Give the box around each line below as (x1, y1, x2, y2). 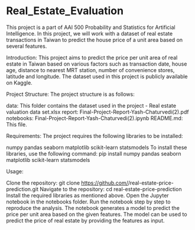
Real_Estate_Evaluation (6, 4, 124, 18)
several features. (6, 43, 47, 50)
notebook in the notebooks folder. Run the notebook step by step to (6, 198, 171, 205)
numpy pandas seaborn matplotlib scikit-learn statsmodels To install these (6, 144, 187, 151)
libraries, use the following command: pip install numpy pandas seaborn (6, 150, 181, 157)
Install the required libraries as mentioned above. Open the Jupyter (6, 192, 170, 199)
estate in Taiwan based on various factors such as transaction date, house (6, 60, 187, 67)
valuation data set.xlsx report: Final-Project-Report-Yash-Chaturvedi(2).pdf (6, 108, 189, 115)
